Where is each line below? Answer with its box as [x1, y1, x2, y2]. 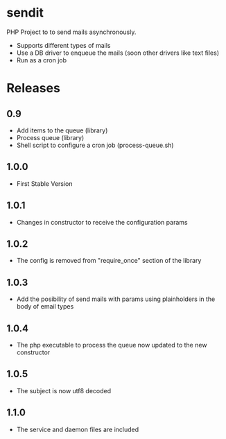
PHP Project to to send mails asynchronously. [6, 28, 137, 36]
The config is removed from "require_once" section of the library [16, 257, 202, 265]
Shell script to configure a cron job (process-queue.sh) [16, 141, 174, 149]
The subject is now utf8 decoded [16, 386, 112, 395]
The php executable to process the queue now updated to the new [16, 341, 207, 349]
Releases [6, 80, 60, 96]
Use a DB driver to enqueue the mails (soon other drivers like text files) [16, 49, 220, 57]
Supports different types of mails [16, 41, 111, 49]
